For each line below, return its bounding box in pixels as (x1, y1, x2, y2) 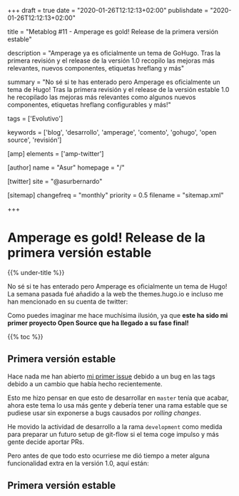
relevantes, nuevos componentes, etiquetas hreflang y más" (7, 64, 184, 72)
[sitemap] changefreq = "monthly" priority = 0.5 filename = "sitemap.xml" (7, 191, 224, 199)
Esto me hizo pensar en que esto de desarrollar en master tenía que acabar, (7, 393, 230, 402)
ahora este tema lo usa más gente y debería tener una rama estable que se (7, 401, 228, 409)
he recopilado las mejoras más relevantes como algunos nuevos (7, 93, 196, 101)
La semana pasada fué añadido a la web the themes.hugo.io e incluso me (7, 289, 223, 298)
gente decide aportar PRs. (7, 438, 84, 446)
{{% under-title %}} (7, 268, 65, 277)
